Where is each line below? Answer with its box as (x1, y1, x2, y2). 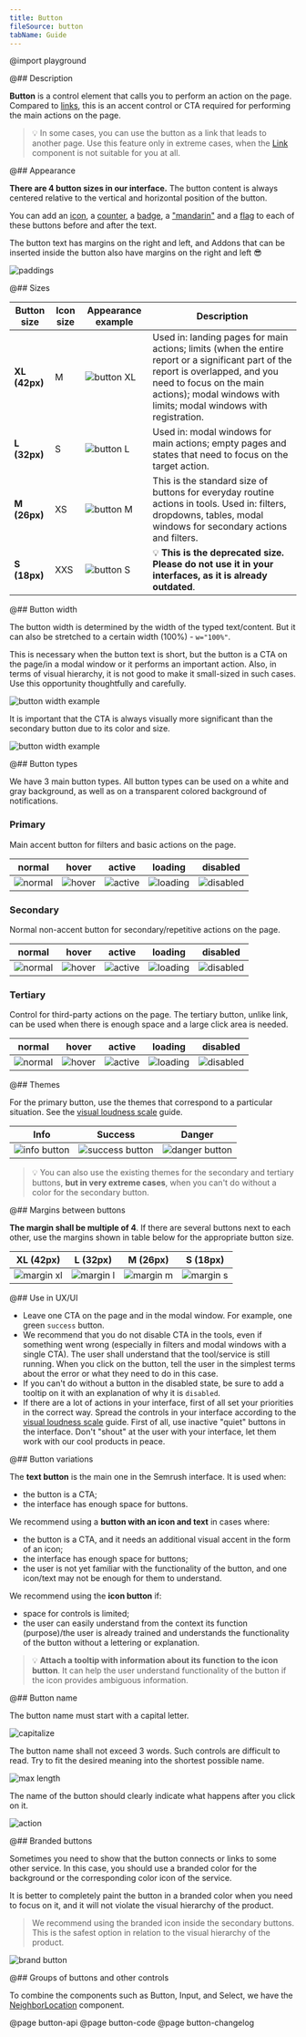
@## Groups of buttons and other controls (9, 1972, 169, 1983)
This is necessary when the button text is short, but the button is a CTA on (9, 649, 289, 660)
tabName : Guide (9, 30, 67, 39)
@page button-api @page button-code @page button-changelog (9, 2017, 255, 2029)
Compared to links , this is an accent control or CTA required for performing (9, 100, 291, 111)
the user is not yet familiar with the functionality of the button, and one (22, 1563, 288, 1574)
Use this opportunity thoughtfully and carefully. (9, 678, 187, 689)
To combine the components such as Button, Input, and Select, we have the (9, 1990, 293, 2001)
